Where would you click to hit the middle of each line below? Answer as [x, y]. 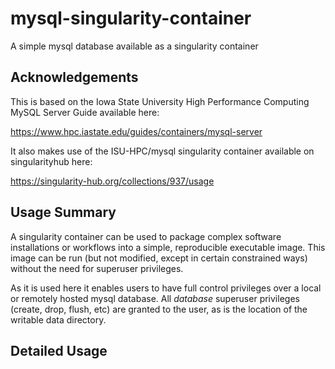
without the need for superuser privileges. [97, 268]
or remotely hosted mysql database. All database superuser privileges [155, 298]
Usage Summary [63, 212]
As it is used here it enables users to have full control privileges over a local [166, 288]
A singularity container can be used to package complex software [146, 236]
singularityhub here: [51, 161]
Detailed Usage [59, 350]
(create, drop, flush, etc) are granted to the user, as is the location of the [159, 309]
